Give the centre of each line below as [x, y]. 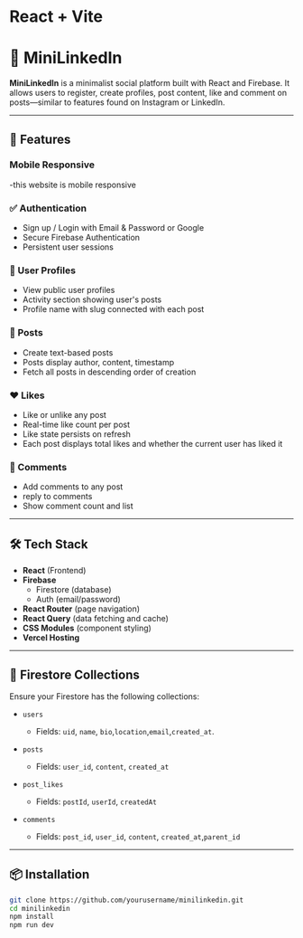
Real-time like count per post [76, 424]
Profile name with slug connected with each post [113, 309]
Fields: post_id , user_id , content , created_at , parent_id [138, 836]
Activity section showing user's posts [92, 299]
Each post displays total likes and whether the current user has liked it [152, 444]
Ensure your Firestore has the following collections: [105, 696]
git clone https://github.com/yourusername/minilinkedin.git [127, 900]
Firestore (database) [73, 590]
